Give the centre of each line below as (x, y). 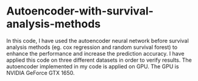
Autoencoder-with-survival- (80, 11)
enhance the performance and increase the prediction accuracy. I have (95, 53)
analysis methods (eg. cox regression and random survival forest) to (92, 47)
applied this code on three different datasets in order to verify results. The (99, 60)
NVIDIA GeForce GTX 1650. (41, 73)
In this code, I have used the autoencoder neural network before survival (97, 40)
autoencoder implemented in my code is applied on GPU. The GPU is (93, 66)
